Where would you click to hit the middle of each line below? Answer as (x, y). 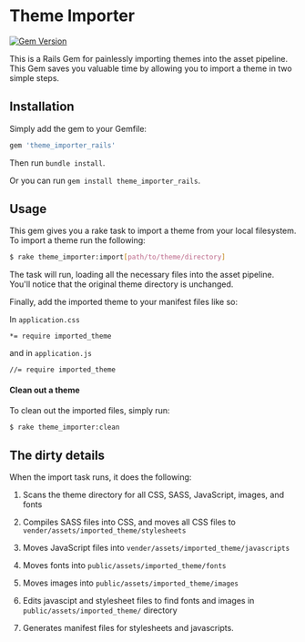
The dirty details (57, 455)
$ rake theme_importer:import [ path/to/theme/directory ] (117, 257)
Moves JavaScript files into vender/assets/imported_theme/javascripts (156, 548)
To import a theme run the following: (77, 240)
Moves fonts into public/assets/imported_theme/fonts (124, 566)
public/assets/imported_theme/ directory (100, 610)
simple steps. (35, 77)
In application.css (45, 320)
